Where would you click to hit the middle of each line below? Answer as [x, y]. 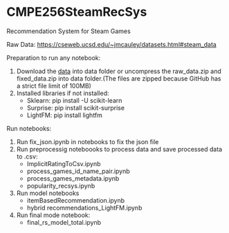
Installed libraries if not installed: [63, 93]
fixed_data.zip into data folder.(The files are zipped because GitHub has [119, 78]
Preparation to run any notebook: [54, 58]
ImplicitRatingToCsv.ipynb [64, 163]
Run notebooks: [29, 128]
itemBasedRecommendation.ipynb [76, 200]
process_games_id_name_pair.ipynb [79, 171]
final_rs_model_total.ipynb [64, 222]
